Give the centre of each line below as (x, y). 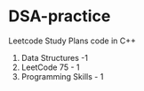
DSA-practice (60, 16)
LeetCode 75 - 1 (51, 67)
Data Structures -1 (54, 57)
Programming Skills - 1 (62, 76)
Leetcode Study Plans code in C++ (72, 41)
